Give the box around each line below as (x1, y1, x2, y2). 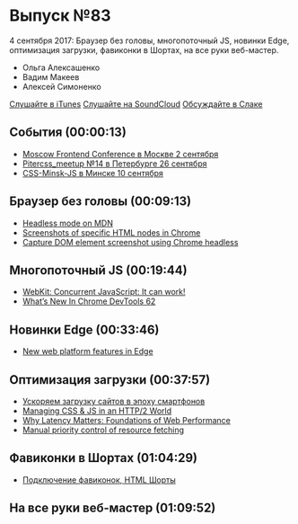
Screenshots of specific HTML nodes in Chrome (22, 226, 201, 238)
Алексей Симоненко (22, 81, 101, 92)
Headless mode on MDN (22, 218, 114, 228)
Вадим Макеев (22, 71, 80, 82)
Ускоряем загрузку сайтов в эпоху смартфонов (22, 396, 206, 406)
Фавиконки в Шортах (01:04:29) (9, 450, 197, 466)
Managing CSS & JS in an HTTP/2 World (22, 405, 172, 416)
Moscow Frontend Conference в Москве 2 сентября (22, 148, 219, 159)
